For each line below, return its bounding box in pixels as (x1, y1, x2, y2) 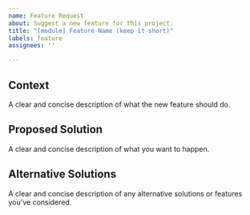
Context (8, 78, 50, 92)
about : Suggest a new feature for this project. (8, 19, 174, 27)
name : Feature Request (8, 11, 84, 20)
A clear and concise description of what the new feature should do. (8, 99, 231, 109)
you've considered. (8, 197, 72, 207)
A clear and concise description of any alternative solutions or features (8, 189, 243, 198)
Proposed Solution (8, 123, 103, 136)
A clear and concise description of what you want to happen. (8, 144, 210, 153)
